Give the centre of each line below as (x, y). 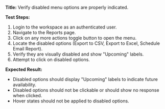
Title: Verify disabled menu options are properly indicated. (67, 7)
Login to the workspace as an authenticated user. (65, 27)
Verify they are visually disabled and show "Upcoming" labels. (78, 54)
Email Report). (28, 49)
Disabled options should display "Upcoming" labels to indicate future (85, 79)
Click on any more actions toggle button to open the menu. (75, 38)
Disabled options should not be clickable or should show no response (86, 90)
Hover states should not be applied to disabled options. (71, 101)
